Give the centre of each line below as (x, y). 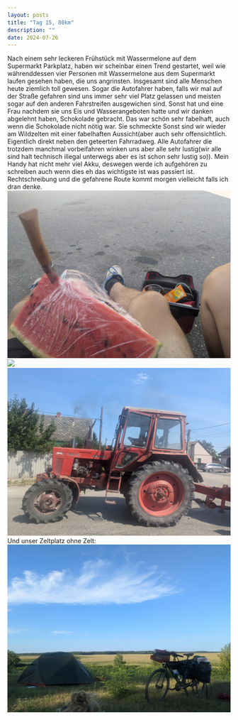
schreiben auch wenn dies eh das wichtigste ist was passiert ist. (101, 172)
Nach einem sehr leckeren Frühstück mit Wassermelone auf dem (102, 59)
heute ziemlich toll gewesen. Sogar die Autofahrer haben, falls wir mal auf (115, 89)
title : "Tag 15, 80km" (41, 22)
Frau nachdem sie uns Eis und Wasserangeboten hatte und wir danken (110, 111)
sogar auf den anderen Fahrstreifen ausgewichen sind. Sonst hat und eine (115, 104)
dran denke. (25, 187)
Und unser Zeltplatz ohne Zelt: (52, 541)
